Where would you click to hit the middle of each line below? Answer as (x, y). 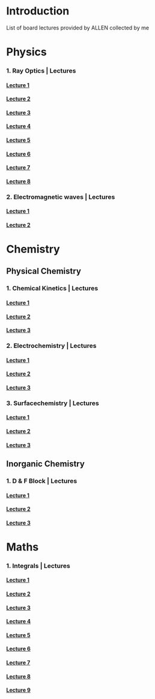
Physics (26, 52)
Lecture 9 (19, 690)
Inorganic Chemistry (46, 464)
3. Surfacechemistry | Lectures (53, 403)
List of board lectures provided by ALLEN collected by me (77, 28)
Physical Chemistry (44, 271)
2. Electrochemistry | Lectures (51, 346)
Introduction (38, 11)
